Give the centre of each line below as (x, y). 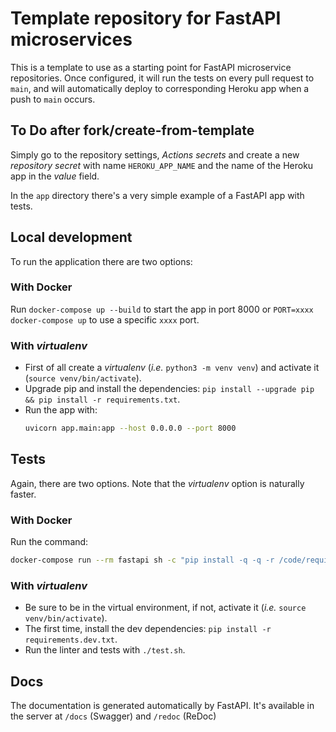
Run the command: (49, 542)
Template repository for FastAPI (146, 18)
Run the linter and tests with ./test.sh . (105, 650)
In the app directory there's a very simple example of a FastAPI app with (157, 195)
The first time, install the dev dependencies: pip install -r (148, 629)
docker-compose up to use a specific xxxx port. (105, 319)
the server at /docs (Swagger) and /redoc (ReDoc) (113, 716)
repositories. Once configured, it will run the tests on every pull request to (162, 78)
